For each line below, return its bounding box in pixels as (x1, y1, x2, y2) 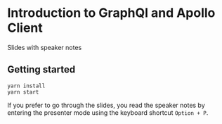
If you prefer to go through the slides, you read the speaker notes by (7, 101, 205, 109)
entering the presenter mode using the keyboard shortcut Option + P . (7, 108, 209, 117)
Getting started (7, 63, 76, 75)
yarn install (7, 82, 46, 89)
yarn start (7, 88, 39, 96)
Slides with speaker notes (7, 43, 82, 51)
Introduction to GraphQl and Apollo (7, 5, 216, 21)
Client (7, 20, 44, 36)
